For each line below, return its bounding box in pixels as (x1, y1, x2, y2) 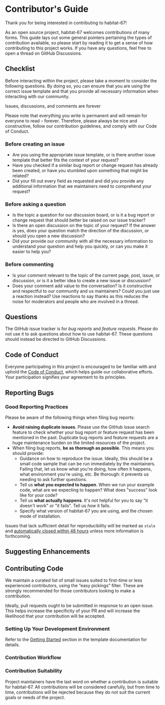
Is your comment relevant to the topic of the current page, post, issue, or (12, 272, 160, 278)
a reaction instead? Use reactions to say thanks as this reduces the (12, 293, 149, 299)
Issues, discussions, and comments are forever (5, 103, 101, 109)
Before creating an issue (5, 141, 65, 148)
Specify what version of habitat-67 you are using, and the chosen (19, 508, 153, 514)
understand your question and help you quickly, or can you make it (12, 243, 148, 250)
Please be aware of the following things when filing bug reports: (5, 414, 135, 420)
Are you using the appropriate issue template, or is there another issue (12, 152, 156, 158)
